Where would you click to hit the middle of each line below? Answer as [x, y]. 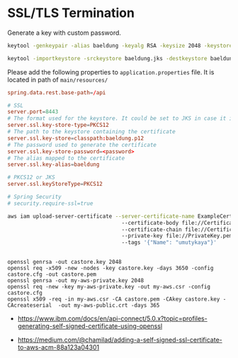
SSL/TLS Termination [71, 13]
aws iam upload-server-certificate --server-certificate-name [101, 216]
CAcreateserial [30, 306]
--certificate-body [150, 223]
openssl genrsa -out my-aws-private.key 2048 [75, 281]
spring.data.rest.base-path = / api [57, 93]
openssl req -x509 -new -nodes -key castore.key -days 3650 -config [110, 268]
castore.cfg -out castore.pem [52, 274]
